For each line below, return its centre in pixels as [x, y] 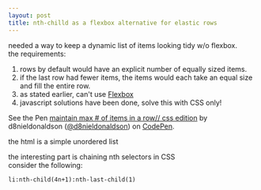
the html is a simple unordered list [63, 141]
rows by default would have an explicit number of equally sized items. [133, 69]
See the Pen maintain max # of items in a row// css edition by [108, 117]
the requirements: [37, 54]
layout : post [30, 15]
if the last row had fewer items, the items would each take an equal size [136, 77]
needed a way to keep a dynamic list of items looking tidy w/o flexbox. [123, 45]
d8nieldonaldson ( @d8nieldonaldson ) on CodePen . [92, 126]
